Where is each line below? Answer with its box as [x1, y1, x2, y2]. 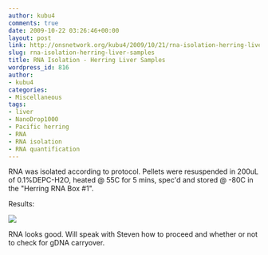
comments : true [8, 19, 59, 27]
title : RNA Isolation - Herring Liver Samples [8, 57, 166, 65]
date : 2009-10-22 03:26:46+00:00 [8, 26, 120, 34]
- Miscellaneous [8, 93, 62, 101]
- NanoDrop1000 [8, 116, 59, 124]
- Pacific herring [8, 123, 69, 131]
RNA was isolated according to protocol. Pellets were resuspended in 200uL [8, 167, 259, 176]
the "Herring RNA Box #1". [8, 184, 94, 194]
